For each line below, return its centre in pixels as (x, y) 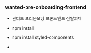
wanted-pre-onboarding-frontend (46, 7)
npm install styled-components (43, 37)
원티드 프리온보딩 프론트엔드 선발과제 (47, 18)
